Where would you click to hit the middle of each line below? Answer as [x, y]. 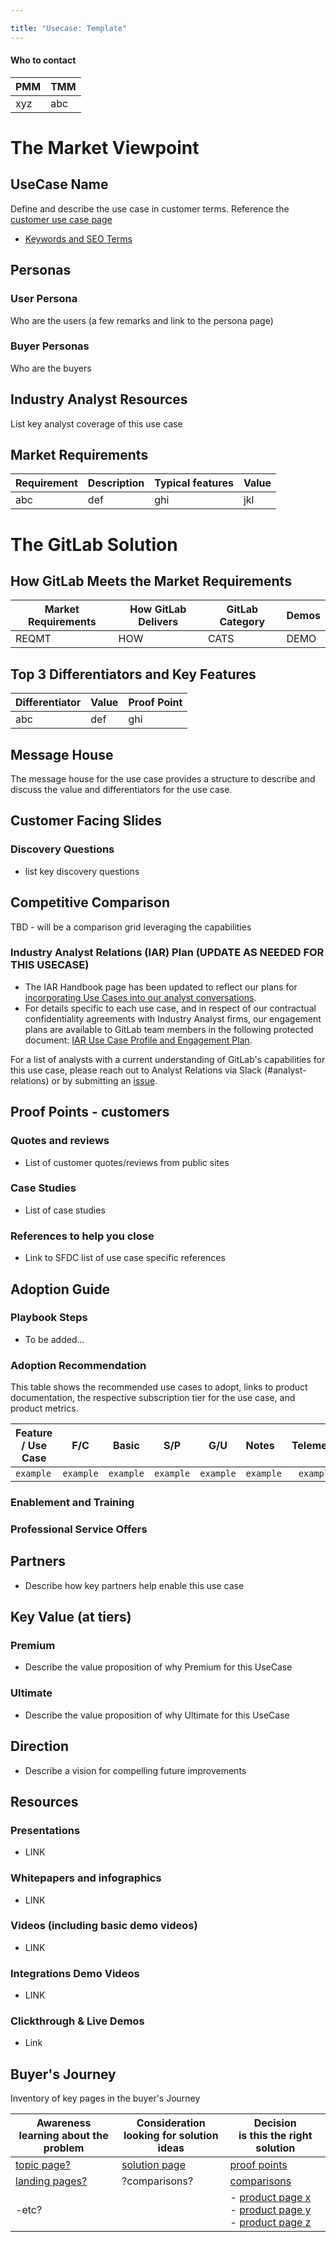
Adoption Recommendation [78, 1365]
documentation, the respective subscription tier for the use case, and [153, 1398]
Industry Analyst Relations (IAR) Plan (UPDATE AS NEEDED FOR [167, 953]
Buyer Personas [50, 346]
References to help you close [82, 1236]
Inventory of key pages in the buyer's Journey [105, 2098]
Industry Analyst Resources [99, 399]
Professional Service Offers [79, 1529]
